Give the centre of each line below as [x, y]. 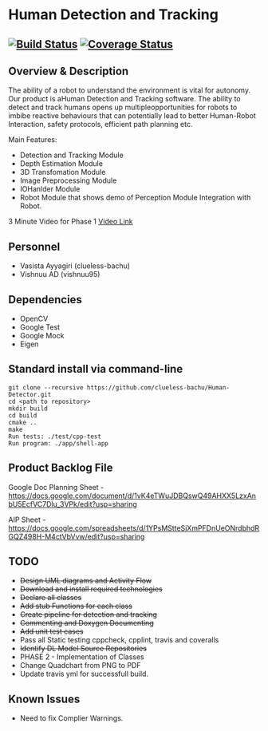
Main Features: [33, 140]
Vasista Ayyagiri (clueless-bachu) [75, 266]
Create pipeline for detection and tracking [89, 614]
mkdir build [28, 409]
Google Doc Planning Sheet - [56, 487]
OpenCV [34, 319]
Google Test [40, 327]
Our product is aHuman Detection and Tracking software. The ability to [124, 99]
